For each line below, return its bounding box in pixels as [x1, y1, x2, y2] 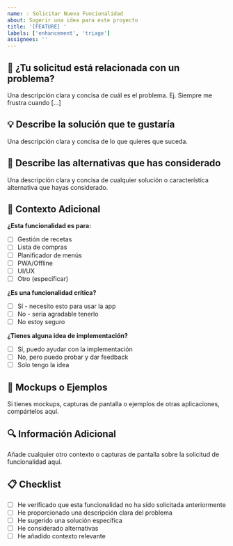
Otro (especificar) [17, 274, 69, 282]
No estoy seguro [17, 317, 65, 326]
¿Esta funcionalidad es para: [7, 222, 92, 230]
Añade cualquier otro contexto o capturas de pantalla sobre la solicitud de [7, 450, 220, 458]
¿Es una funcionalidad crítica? [7, 288, 97, 296]
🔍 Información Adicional [7, 428, 117, 440]
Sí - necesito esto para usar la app [17, 302, 116, 310]
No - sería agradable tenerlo [17, 310, 99, 318]
